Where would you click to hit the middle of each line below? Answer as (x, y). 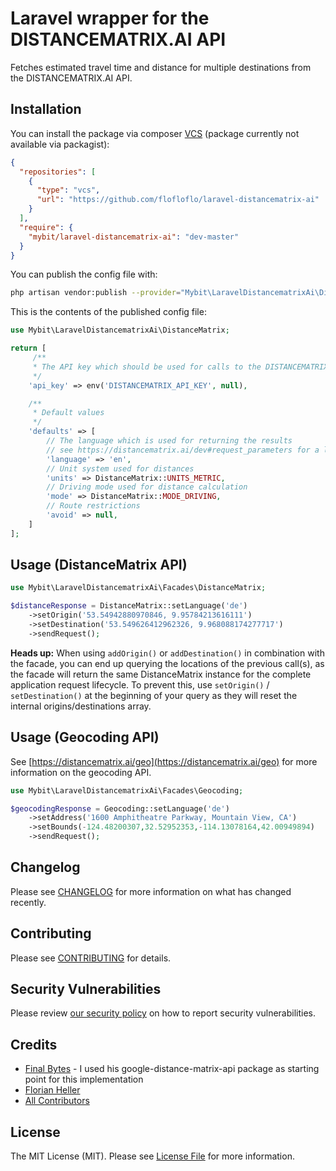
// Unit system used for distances (120, 468)
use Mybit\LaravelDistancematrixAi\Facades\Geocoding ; (127, 790)
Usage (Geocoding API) (85, 737)
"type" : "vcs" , (68, 190)
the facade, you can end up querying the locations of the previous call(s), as (167, 663)
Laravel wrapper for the (110, 18)
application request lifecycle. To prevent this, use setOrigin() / (140, 684)
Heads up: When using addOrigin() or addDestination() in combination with (167, 653)
